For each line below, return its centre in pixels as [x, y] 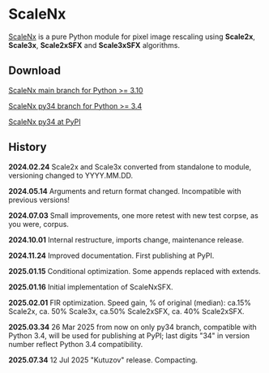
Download [34, 71]
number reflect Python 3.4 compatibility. [76, 344]
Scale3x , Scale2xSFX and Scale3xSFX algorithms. [94, 45]
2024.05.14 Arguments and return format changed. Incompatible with [125, 191]
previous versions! [39, 199]
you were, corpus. [38, 224]
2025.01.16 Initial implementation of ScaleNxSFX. [91, 287]
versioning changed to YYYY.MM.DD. [71, 175]
